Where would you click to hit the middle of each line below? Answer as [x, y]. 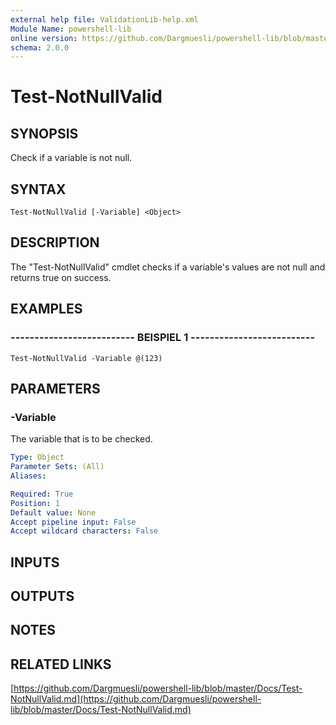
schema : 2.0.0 [40, 47]
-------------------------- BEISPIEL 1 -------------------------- [163, 338]
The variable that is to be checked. [81, 439]
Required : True [42, 494]
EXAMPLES [46, 309]
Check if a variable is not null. [71, 158]
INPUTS [35, 562]
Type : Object [37, 457]
